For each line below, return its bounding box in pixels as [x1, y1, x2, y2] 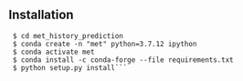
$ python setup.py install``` [12, 63, 128, 72]
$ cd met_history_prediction [12, 31, 124, 40]
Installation [8, 7, 74, 23]
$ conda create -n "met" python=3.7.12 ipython [12, 39, 197, 48]
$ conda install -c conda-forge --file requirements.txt [12, 55, 234, 65]
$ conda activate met [12, 47, 95, 56]
